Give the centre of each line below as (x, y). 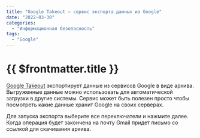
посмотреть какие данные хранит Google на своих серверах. (85, 105)
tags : (13, 34)
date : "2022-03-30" (31, 17)
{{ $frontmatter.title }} (63, 69)
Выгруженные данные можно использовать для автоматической (90, 92)
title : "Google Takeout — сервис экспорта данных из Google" (84, 12)
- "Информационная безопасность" (53, 28)
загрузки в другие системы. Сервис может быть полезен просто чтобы (98, 98)
